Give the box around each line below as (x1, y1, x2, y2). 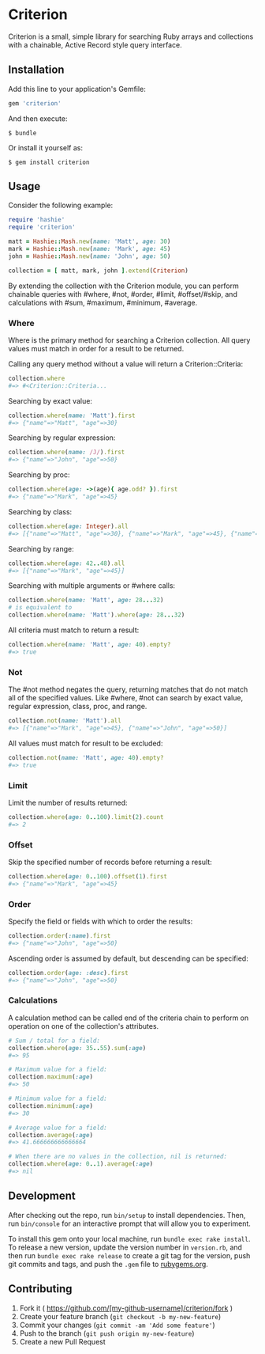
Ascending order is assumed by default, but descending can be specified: (8, 954, 248, 963)
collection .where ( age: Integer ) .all (8, 522, 129, 530)
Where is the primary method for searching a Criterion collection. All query (8, 335, 251, 345)
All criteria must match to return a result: (8, 625, 140, 635)
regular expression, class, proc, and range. (8, 702, 147, 711)
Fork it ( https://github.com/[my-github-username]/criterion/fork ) (19, 1303, 233, 1313)
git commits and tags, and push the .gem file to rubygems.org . (8, 1259, 209, 1269)
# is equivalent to (8, 604, 73, 612)
